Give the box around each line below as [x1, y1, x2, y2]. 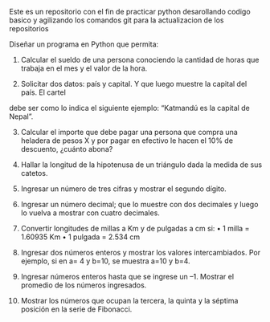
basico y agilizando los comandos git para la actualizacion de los [9, 15, 224, 25]
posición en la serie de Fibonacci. [20, 304, 133, 314]
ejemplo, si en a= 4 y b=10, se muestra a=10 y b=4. [20, 256, 191, 266]
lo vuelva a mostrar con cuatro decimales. [20, 208, 160, 218]
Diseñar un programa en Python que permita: [9, 39, 159, 49]
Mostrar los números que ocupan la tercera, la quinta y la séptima [20, 296, 239, 305]
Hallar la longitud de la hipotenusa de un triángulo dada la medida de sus [20, 160, 263, 169]
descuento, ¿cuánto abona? [20, 145, 113, 153]
